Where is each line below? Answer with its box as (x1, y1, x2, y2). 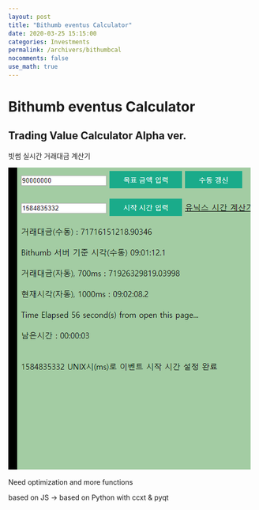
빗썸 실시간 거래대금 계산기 (8, 151, 91, 161)
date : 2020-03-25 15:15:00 (8, 29, 97, 37)
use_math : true (8, 63, 58, 71)
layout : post (8, 13, 51, 21)
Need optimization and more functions (8, 477, 133, 486)
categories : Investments (8, 38, 90, 46)
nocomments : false (8, 55, 69, 62)
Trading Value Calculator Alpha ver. (8, 129, 187, 142)
